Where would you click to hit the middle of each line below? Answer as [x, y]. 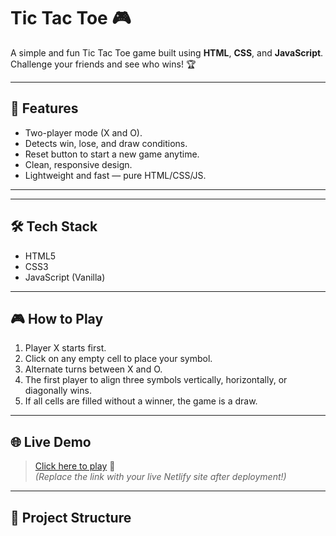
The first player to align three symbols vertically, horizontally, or [156, 380]
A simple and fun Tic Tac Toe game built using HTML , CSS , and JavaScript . [167, 52]
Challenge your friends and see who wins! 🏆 [103, 64]
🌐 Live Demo [51, 441]
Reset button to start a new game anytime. [112, 154]
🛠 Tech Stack [54, 226]
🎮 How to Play [57, 318]
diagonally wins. [58, 391]
